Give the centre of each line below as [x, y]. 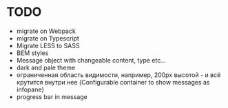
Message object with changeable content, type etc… [91, 60]
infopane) [30, 89]
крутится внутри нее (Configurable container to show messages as [113, 82]
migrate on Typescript [48, 38]
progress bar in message [52, 96]
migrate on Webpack [46, 31]
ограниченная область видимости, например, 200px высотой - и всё [118, 75]
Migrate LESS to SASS [48, 45]
